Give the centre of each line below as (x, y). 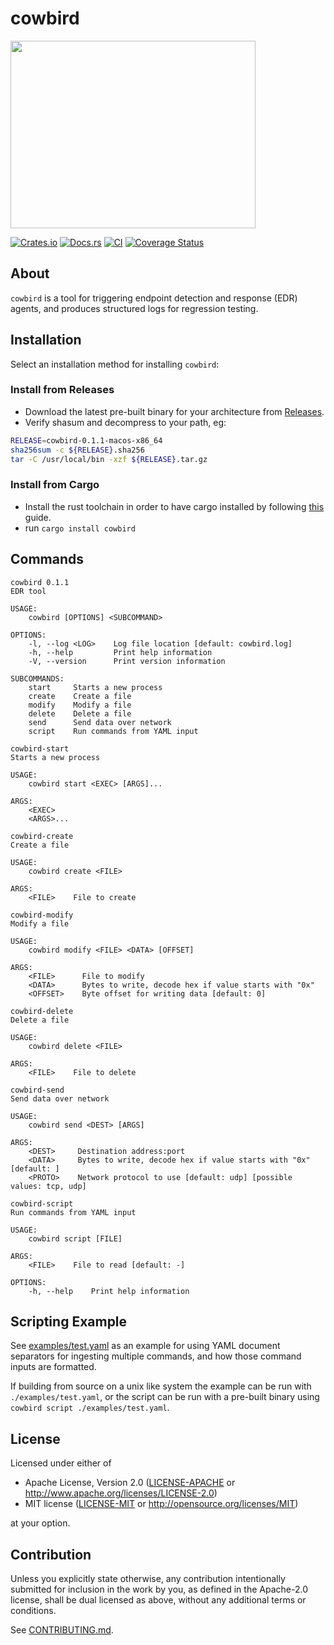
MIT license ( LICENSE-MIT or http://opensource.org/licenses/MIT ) (161, 1504)
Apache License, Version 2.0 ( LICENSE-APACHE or (130, 1483)
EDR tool (28, 591)
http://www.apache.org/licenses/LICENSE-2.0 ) (121, 1493)
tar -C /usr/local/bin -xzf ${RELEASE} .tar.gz (109, 459)
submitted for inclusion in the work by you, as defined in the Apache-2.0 (159, 1589)
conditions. (33, 1611)
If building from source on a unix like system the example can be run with (161, 1386)
